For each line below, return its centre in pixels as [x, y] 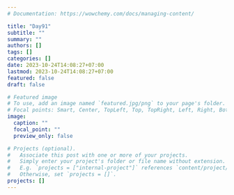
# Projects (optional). [42, 148]
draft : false [26, 84]
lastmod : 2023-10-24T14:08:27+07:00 [60, 71]
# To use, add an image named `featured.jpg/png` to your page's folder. [117, 104]
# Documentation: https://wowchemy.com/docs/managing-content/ [101, 14]
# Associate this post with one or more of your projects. [98, 155]
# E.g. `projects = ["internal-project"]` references [90, 168]
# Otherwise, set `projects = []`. [62, 175]
